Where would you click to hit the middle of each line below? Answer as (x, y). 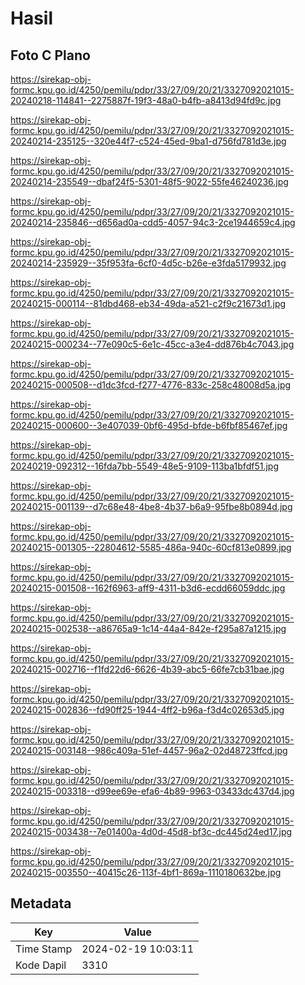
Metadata (41, 903)
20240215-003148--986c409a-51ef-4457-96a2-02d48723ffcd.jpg (149, 750)
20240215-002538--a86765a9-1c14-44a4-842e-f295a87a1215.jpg (148, 628)
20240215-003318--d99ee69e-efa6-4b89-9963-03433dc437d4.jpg (152, 791)
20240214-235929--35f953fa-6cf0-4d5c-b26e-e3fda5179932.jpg (148, 263)
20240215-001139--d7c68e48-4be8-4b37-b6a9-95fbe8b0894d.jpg (151, 506)
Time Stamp (44, 949)
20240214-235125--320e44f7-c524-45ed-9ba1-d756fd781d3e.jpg (148, 141)
